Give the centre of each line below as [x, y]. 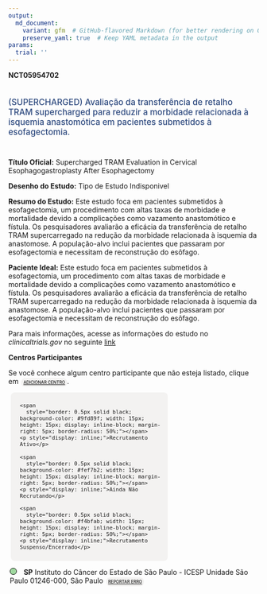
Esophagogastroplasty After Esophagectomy [81, 170]
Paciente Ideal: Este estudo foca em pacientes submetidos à [108, 267]
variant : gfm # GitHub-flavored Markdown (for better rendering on [138, 30]
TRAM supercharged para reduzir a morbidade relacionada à [128, 112]
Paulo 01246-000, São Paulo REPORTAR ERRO [76, 580]
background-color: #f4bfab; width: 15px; [82, 522]
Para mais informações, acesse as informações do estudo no [108, 333]
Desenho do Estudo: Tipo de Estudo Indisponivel [89, 186]
